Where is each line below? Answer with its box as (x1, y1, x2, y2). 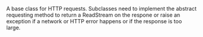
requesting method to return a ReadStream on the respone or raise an (6, 11, 181, 18)
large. (6, 24, 21, 31)
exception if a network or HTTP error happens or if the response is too (6, 18, 182, 24)
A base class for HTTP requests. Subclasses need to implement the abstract (6, 5, 197, 12)
